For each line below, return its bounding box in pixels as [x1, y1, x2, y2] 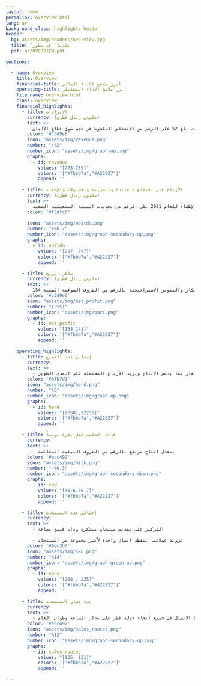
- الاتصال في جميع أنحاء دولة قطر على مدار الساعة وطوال [32, 615, 191, 621]
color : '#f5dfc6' [27, 209, 70, 215]
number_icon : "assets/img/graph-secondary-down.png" [27, 471, 162, 477]
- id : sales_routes [32, 649, 82, 655]
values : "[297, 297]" [37, 248, 92, 254]
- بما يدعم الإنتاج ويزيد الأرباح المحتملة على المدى [32, 370, 184, 376]
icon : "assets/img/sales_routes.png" [27, 626, 121, 632]
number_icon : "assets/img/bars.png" [27, 309, 119, 316]
